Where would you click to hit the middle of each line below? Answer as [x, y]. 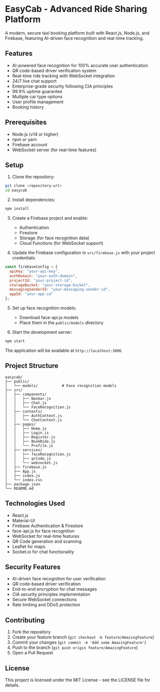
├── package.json [23, 484]
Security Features [33, 567]
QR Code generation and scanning [47, 541]
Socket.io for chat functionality [43, 552]
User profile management [38, 102]
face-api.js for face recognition [43, 531]
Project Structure [32, 366]
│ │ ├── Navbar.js [28, 398]
